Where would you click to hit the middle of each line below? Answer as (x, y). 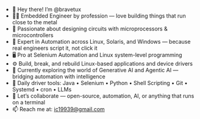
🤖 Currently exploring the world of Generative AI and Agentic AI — (95, 70)
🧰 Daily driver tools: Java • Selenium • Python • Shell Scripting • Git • (100, 83)
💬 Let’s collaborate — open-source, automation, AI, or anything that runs (103, 96)
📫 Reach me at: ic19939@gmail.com (58, 109)
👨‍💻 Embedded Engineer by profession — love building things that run (99, 16)
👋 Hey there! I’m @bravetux (46, 9)
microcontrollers (33, 35)
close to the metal (35, 22)
